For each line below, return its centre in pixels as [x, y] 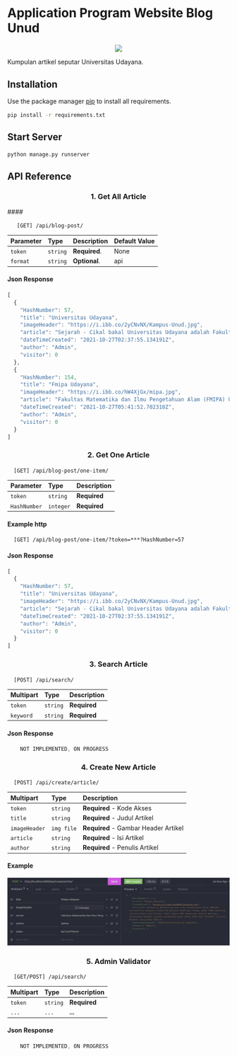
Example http [27, 524]
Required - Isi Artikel [114, 837]
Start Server [35, 137]
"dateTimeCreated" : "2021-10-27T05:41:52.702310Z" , [97, 407]
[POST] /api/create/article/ [56, 783]
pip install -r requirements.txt [56, 115]
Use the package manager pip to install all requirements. [89, 101]
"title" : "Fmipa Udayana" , [60, 385]
